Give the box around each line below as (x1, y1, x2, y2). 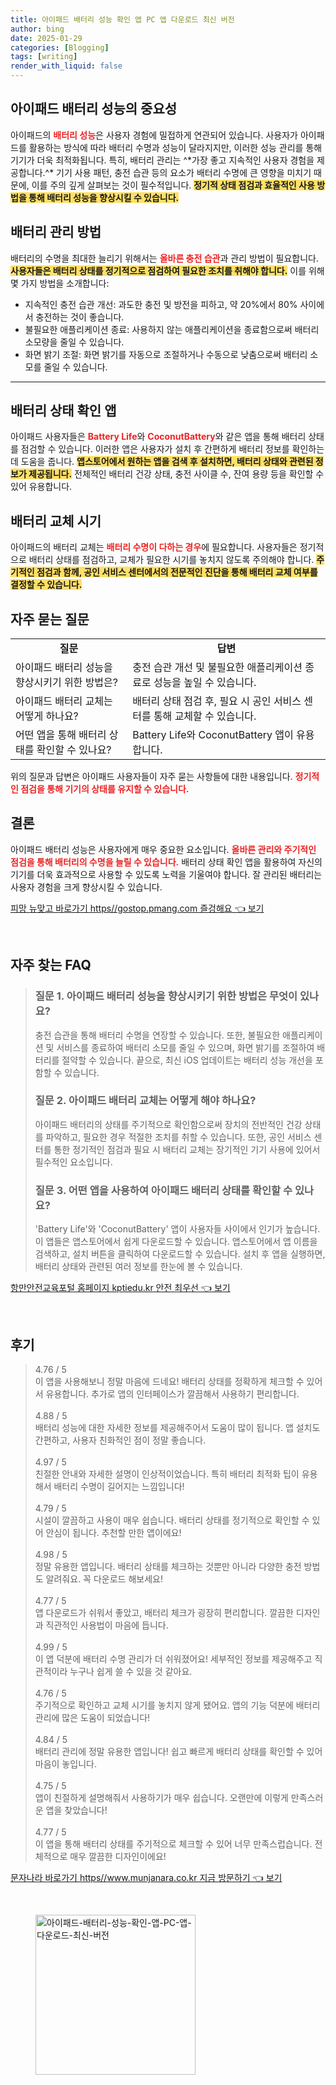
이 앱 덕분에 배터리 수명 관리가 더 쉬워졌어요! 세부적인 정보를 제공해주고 (34, 1652, 313, 1665)
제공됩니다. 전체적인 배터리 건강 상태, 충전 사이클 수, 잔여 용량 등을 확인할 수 (28, 468, 325, 480)
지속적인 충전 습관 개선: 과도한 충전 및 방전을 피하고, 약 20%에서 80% (24, 298, 298, 310)
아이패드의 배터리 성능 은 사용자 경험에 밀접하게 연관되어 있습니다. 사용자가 (10, 129, 298, 141)
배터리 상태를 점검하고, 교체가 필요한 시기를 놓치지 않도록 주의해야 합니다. (28, 554, 315, 566)
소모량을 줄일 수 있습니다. (24, 336, 125, 348)
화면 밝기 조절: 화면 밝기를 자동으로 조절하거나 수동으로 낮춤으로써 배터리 (24, 348, 308, 360)
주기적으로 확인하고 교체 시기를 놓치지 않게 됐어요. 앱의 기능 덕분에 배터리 (34, 1699, 321, 1711)
